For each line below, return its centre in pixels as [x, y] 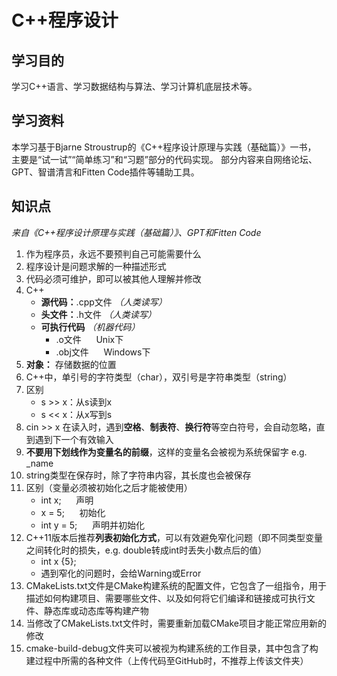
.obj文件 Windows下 [103, 352]
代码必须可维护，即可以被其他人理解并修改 [113, 278]
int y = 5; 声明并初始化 [92, 525]
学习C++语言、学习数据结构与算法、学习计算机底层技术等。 [134, 86]
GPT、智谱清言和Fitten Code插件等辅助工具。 [105, 172]
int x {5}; [58, 561]
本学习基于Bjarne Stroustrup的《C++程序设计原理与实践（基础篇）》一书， [164, 147]
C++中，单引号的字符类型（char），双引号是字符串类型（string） [159, 377]
